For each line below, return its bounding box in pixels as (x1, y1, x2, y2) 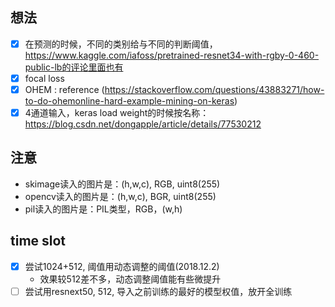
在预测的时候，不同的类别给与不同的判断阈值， (24, 38, 218, 50)
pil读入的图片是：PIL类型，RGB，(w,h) (24, 203, 183, 215)
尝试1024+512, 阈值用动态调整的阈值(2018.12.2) (24, 260, 220, 272)
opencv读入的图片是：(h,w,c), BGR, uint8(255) (24, 190, 217, 202)
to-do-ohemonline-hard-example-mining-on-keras (24, 95, 235, 107)
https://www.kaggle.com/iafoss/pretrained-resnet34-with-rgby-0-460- (24, 49, 320, 61)
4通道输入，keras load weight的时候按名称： (24, 107, 210, 118)
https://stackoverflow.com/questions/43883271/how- (104, 83, 325, 95)
